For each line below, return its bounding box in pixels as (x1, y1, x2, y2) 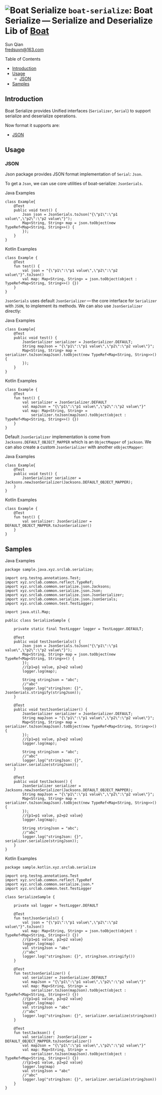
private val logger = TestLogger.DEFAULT (14, 903, 98, 908)
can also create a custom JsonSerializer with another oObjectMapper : (5, 444, 144, 450)
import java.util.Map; (5, 610, 51, 615)
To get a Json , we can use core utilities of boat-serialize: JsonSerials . (5, 181, 143, 187)
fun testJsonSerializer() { (14, 971, 70, 976)
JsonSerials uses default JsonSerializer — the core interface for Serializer (5, 298, 157, 304)
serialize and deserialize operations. (5, 113, 77, 119)
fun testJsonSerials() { (14, 916, 64, 921)
